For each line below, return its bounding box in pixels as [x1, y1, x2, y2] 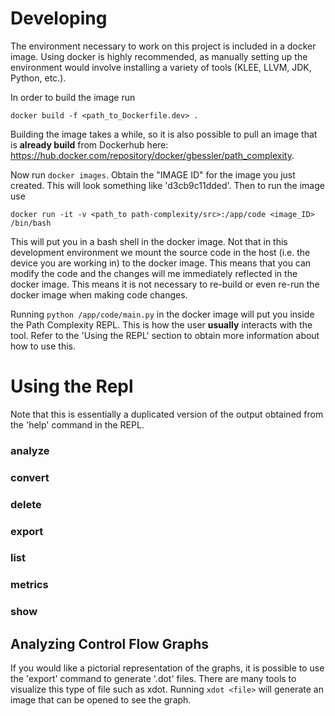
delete [10, 497, 42, 511]
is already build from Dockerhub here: [10, 138, 169, 151]
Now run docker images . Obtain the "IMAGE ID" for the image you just [10, 168, 296, 181]
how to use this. [10, 340, 77, 352]
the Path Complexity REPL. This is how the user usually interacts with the [10, 318, 313, 331]
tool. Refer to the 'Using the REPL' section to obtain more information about [10, 329, 320, 341]
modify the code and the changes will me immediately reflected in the [10, 267, 298, 279]
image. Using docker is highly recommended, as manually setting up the [10, 50, 308, 62]
